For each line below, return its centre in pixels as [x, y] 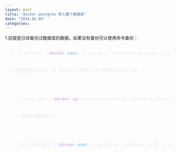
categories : [17, 23]
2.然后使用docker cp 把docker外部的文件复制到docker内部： [76, 70]
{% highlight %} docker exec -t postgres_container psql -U [93, 145]
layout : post [19, 10]
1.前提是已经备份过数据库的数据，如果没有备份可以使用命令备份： [72, 38]
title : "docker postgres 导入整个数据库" [46, 14]
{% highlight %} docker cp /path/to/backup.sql [72, 99]
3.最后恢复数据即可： [37, 116]
